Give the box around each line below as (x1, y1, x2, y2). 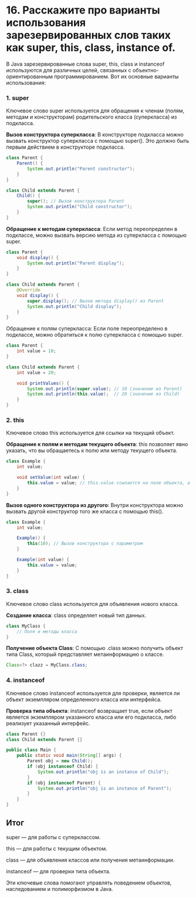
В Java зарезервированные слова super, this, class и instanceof (6, 60, 165, 68)
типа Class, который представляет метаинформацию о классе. (6, 651, 164, 658)
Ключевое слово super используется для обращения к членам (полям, (6, 107, 185, 115)
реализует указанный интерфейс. (6, 719, 90, 726)
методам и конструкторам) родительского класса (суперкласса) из (6, 113, 177, 120)
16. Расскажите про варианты (6, 4, 160, 17)
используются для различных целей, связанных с (6, 66, 132, 73)
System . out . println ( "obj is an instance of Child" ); (37, 769, 169, 775)
